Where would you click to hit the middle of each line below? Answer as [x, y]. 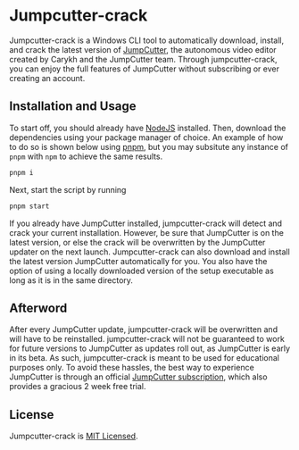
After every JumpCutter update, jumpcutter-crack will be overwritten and [144, 329]
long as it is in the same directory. [71, 280]
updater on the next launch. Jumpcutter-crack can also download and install [149, 252]
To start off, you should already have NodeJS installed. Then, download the [148, 128]
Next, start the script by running [68, 189]
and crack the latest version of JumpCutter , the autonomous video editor [143, 49]
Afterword [38, 308]
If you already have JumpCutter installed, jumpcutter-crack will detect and [146, 223]
